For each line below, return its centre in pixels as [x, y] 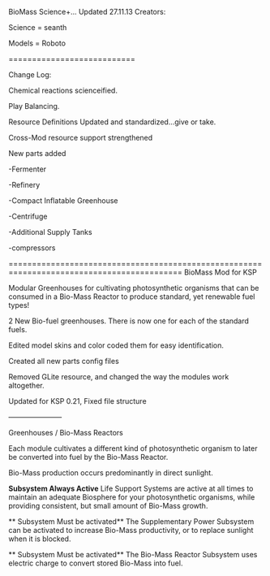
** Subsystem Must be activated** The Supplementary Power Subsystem [131, 522]
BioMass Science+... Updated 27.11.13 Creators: [87, 12]
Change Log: [30, 75]
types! [19, 305]
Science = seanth [38, 27]
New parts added [37, 153]
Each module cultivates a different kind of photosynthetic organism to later [133, 448]
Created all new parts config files [64, 361]
